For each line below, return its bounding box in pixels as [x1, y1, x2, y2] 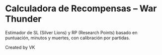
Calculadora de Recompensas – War [5, 3, 157, 14]
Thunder [5, 13, 42, 25]
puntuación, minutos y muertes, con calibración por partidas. [5, 35, 130, 41]
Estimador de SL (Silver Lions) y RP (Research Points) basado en [5, 29, 138, 35]
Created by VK [5, 44, 35, 50]
